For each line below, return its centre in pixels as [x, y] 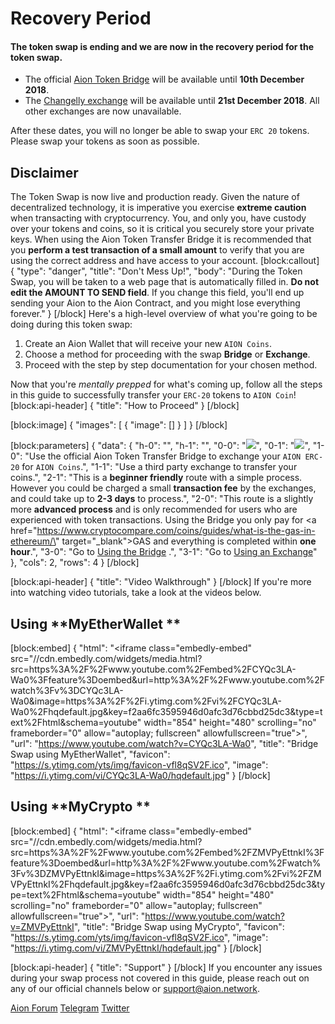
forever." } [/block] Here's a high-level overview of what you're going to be [164, 314]
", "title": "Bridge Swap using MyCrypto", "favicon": [179, 926]
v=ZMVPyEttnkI [42, 926]
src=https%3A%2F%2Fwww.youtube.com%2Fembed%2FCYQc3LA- [153, 669]
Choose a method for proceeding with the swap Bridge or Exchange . [167, 354]
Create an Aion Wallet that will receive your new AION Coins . [148, 344]
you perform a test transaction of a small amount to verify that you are [157, 250]
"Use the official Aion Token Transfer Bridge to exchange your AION [163, 456]
